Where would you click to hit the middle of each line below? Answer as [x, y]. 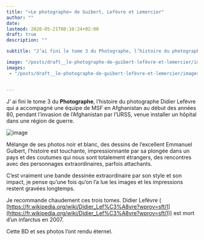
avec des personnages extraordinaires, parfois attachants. [79, 163]
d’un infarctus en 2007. [35, 219]
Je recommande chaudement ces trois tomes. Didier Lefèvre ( [84, 200]
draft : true [21, 35]
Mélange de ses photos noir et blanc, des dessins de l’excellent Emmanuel [99, 144]
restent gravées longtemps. [41, 188]
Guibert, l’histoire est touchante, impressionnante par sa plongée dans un [98, 151]
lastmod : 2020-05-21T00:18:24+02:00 [53, 29]
